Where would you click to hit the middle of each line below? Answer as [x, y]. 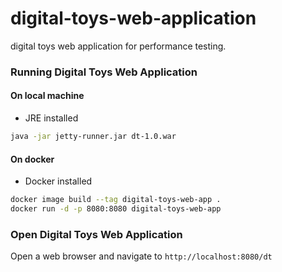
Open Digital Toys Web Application [96, 234]
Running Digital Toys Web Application [104, 72]
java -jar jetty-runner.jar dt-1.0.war [93, 137]
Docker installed [58, 181]
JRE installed [51, 118]
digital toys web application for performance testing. [118, 46]
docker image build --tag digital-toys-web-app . [116, 200]
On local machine [47, 96]
